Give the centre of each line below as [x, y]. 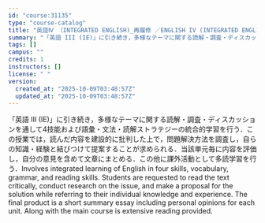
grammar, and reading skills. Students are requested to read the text [119, 177]
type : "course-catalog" [47, 23]
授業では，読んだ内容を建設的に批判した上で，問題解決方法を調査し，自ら [136, 139]
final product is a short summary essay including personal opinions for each [131, 203]
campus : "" [26, 52]
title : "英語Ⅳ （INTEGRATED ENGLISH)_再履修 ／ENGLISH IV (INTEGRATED [123, 30]
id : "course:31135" [40, 15]
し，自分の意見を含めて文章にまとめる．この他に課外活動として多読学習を [129, 159]
